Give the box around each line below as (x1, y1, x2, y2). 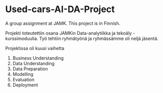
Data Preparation (12, 66, 48, 72)
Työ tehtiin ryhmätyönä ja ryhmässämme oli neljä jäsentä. (39, 35, 159, 41)
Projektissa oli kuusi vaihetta (5, 45, 65, 51)
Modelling (12, 71, 34, 77)
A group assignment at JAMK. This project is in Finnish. (5, 20, 120, 26)
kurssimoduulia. (5, 35, 38, 41)
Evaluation (12, 76, 35, 82)
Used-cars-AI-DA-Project (5, 4, 115, 15)
